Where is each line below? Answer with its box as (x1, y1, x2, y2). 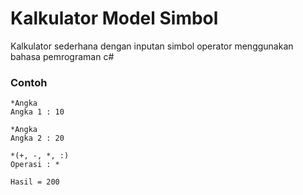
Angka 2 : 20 (10, 133, 65, 144)
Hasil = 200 (10, 177, 60, 187)
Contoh (10, 75, 48, 89)
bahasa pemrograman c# (10, 50, 115, 62)
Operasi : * (10, 160, 60, 170)
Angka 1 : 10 (10, 107, 65, 117)
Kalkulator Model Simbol (10, 7, 219, 30)
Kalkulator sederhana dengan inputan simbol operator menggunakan (10, 40, 294, 52)
